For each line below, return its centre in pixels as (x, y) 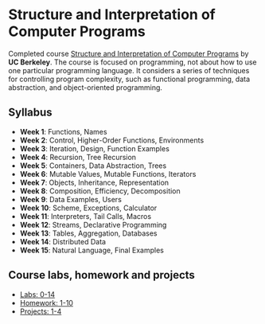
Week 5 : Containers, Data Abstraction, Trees (93, 166)
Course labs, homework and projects (101, 275)
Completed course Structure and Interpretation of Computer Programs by (129, 53)
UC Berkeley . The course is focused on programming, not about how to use (132, 62)
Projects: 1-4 (41, 311)
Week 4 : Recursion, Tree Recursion (78, 157)
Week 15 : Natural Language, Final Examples (92, 250)
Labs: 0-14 (37, 294)
